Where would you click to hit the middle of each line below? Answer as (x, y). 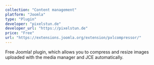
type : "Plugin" (21, 19)
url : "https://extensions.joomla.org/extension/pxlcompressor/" (73, 38)
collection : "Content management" (41, 10)
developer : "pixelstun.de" (33, 24)
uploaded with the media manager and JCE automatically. (64, 57)
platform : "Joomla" (25, 14)
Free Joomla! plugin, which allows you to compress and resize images (77, 52)
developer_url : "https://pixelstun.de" (47, 28)
